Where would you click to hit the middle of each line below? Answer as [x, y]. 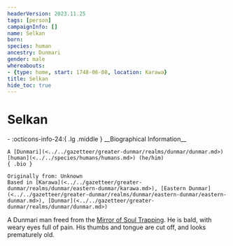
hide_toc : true [29, 85]
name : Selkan [26, 33]
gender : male [26, 59]
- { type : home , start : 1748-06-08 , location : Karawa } [87, 72]
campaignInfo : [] [33, 27]
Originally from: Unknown [45, 176]
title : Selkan [28, 79]
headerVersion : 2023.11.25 [47, 14]
